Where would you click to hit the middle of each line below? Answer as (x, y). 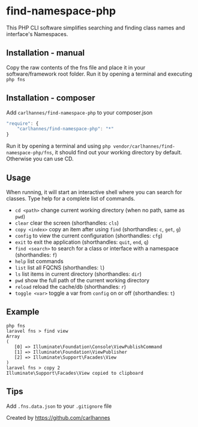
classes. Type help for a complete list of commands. (71, 198)
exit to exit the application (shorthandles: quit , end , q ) (82, 242)
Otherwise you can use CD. (40, 159)
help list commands (39, 261)
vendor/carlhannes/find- (144, 147)
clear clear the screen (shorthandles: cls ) (67, 223)
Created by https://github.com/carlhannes (58, 417)
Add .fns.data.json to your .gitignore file (59, 406)
